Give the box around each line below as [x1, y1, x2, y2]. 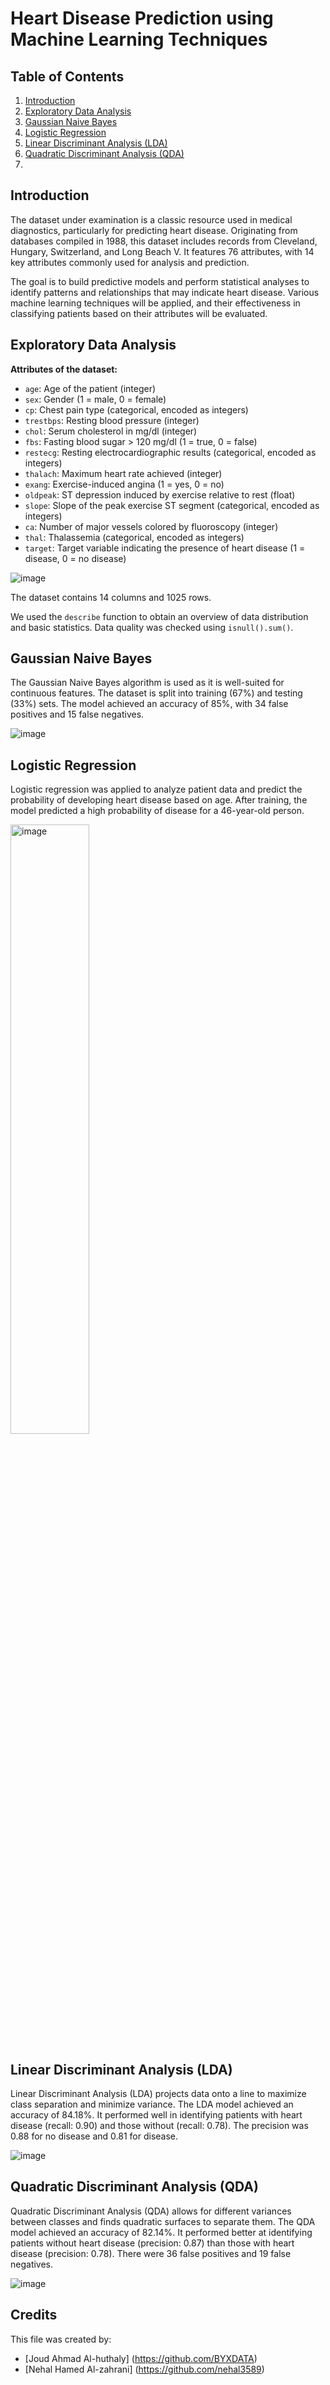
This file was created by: [10, 2333, 112, 2345]
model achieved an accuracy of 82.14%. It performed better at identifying [10, 2226, 313, 2238]
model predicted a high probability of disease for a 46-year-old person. [10, 805, 305, 817]
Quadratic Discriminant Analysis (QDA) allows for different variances [10, 2205, 292, 2217]
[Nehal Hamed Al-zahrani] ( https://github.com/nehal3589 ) [24, 2363, 265, 2375]
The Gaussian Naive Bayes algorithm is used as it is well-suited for [10, 677, 285, 689]
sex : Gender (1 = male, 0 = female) [24, 393, 167, 405]
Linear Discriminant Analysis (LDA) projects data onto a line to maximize [10, 2088, 307, 2100]
